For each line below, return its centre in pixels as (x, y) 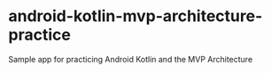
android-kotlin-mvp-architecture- (135, 16)
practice (40, 35)
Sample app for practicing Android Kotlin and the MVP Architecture (131, 59)
